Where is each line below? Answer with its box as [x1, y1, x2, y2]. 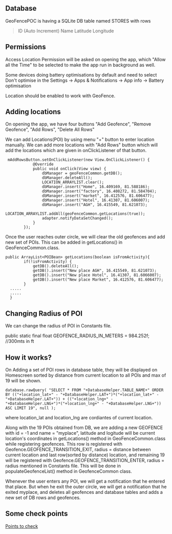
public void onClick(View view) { [32, 167, 106, 172]
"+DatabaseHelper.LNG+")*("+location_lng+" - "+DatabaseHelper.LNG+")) [5, 401, 161, 407]
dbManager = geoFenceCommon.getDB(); [41, 171, 123, 176]
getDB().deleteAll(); [32, 264, 79, 269]
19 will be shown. [5, 378, 42, 384]
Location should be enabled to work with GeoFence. [5, 93, 116, 99]
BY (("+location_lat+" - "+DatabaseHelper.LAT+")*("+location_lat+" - [5, 392, 159, 397]
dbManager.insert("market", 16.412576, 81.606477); [41, 193, 155, 198]
